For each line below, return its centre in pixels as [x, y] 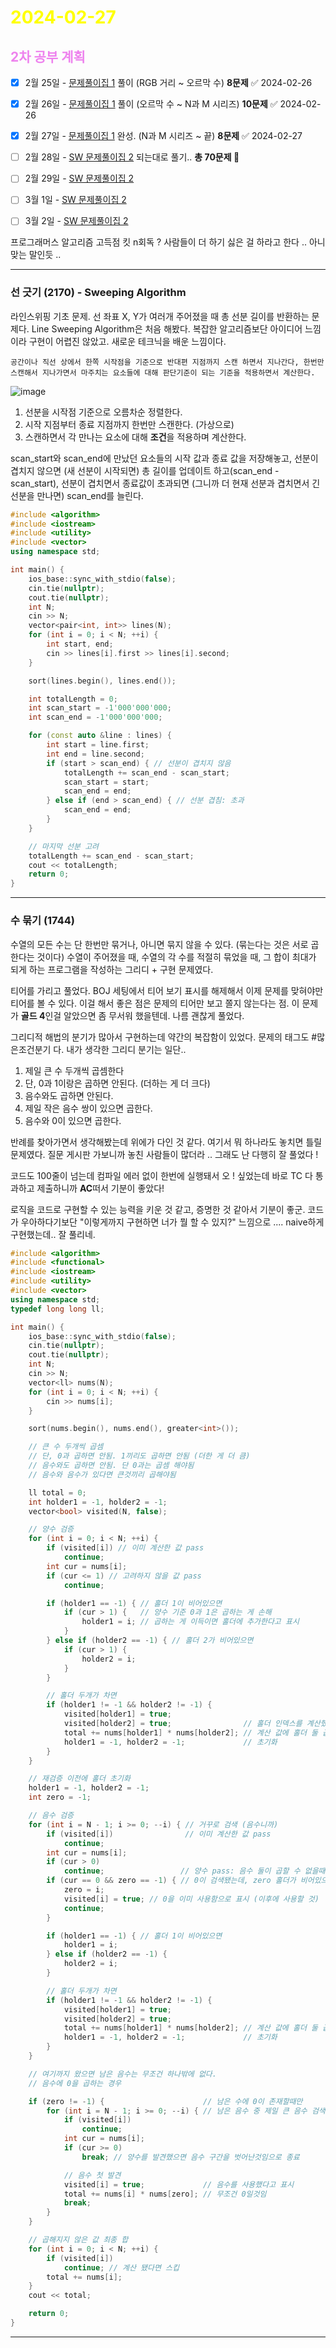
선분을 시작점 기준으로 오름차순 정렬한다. [103, 412]
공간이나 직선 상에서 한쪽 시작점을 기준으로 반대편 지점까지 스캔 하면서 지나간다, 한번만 [167, 362]
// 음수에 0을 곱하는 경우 [75, 2083]
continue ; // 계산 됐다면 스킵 [121, 2267]
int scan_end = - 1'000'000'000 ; [95, 717]
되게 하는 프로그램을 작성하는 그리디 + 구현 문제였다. [112, 969]
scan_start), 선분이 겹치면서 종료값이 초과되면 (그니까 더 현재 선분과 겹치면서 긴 [165, 483]
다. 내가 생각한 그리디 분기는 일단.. [120, 1049]
